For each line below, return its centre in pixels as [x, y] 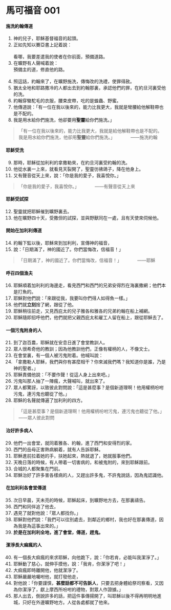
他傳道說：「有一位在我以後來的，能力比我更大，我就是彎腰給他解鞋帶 [86, 107]
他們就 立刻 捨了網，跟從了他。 [45, 305]
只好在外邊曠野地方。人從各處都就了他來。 [67, 602]
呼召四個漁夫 [19, 273]
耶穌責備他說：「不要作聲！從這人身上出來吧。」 [62, 375]
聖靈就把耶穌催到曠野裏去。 [42, 211]
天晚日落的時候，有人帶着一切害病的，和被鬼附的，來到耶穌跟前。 [83, 462]
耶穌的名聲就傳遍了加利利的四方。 [49, 400]
